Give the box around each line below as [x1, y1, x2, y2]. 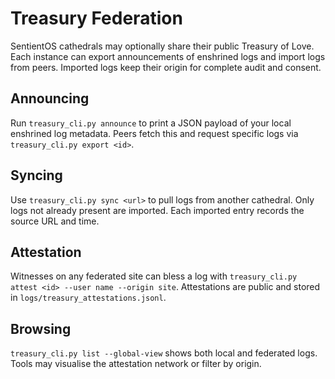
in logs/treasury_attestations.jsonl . [10, 292, 167, 304]
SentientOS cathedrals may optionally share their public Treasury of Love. [10, 40, 315, 52]
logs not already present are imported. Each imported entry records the [10, 204, 305, 216]
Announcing [10, 90, 90, 107]
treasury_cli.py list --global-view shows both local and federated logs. [10, 347, 318, 359]
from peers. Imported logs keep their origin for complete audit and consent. [10, 61, 322, 73]
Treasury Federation [10, 7, 183, 30]
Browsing [10, 320, 72, 337]
